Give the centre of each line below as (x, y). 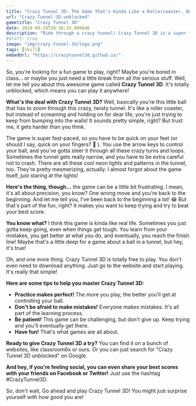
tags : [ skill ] (23, 50)
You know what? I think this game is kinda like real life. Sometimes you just (96, 223)
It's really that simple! (32, 272)
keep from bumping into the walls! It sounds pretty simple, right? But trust (94, 120)
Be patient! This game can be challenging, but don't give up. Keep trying (102, 319)
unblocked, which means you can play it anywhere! (68, 90)
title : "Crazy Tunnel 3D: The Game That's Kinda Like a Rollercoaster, (95, 11)
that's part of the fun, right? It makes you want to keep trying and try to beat (97, 205)
